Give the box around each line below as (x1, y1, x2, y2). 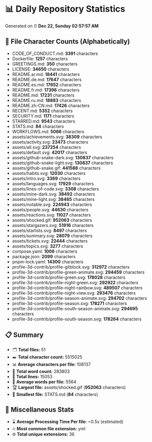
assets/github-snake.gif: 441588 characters (12, 165, 101, 171)
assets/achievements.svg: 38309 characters (12, 134, 102, 140)
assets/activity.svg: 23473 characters (12, 139, 89, 145)
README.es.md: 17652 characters (12, 81, 81, 88)
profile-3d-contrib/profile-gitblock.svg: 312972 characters (12, 264, 130, 270)
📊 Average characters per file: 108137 (12, 361, 91, 367)
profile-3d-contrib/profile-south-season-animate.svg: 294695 (12, 305, 138, 311)
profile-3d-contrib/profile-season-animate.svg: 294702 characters (12, 295, 148, 301)
